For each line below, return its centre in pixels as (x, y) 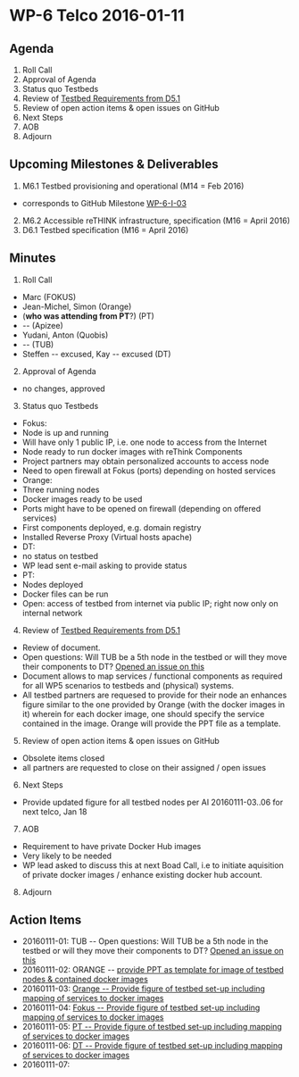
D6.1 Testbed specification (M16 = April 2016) (105, 230)
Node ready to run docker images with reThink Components (132, 451)
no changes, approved (63, 388)
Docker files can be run (65, 594)
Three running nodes (61, 489)
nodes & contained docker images (85, 980)
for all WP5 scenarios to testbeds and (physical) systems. (128, 685)
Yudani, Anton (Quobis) (65, 335)
